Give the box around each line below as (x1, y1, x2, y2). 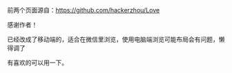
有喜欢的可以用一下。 (7, 59, 68, 67)
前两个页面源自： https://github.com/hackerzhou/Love (7, 6, 160, 14)
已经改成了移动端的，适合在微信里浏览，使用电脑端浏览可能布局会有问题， (7, 35, 219, 43)
